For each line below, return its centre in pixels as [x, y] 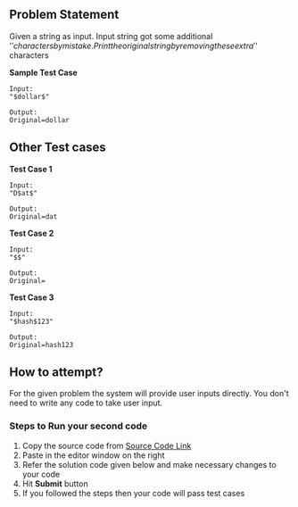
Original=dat [33, 216]
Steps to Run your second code [79, 426]
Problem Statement [64, 15]
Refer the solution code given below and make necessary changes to [149, 464]
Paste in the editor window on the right [93, 455]
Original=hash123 [41, 345]
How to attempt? [56, 373]
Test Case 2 [32, 233]
